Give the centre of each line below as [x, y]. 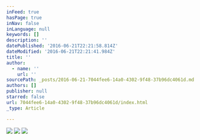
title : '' [19, 57]
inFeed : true [23, 12]
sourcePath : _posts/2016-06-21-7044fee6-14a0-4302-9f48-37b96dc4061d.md [100, 80]
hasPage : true [24, 18]
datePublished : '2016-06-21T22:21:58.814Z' [62, 46]
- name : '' [26, 68]
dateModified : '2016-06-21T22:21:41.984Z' [61, 52]
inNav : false [23, 23]
